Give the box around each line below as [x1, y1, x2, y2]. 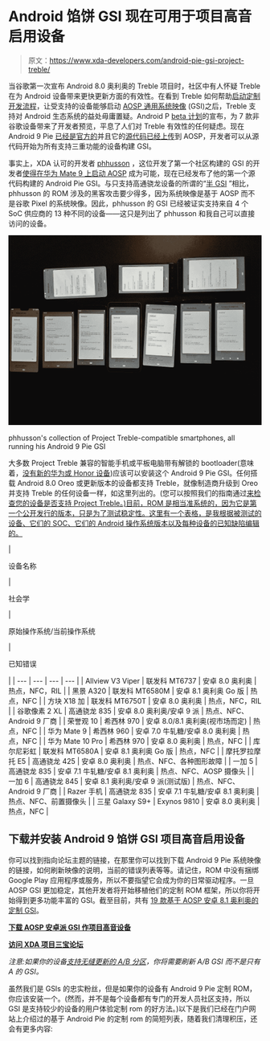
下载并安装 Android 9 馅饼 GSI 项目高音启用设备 [8, 832, 245, 846]
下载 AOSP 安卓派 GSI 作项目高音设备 [8, 922, 131, 932]
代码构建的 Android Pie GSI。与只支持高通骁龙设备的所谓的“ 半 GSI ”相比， [8, 178, 253, 188]
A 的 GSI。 [8, 966, 43, 976]
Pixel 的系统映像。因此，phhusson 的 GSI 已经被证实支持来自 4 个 [31, 198, 249, 208]
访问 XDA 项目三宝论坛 [8, 939, 84, 949]
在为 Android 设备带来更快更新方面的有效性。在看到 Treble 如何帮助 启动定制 [8, 91, 261, 100]
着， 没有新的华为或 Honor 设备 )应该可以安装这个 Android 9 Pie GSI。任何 [8, 467, 251, 478]
